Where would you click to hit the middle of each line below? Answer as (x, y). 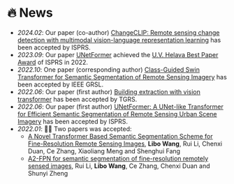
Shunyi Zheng (48, 173)
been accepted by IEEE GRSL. (60, 84)
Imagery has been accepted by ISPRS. (72, 121)
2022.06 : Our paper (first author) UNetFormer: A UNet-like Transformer (120, 107)
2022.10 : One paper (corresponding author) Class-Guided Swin (109, 69)
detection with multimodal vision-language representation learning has (119, 40)
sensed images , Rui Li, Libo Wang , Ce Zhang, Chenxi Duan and (119, 166)
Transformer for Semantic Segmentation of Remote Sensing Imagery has (122, 77)
